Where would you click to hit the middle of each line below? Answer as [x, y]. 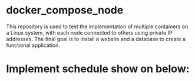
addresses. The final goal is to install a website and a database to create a [96, 39]
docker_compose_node [65, 10]
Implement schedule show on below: [98, 69]
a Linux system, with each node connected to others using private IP [89, 32]
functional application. [33, 45]
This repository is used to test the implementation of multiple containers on [97, 26]
